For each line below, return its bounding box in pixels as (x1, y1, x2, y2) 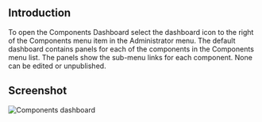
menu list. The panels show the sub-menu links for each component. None (8, 52, 252, 62)
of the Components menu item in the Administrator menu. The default (8, 36, 236, 45)
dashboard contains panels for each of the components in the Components (8, 44, 254, 54)
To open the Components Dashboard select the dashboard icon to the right (8, 27, 254, 36)
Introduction (8, 6, 71, 20)
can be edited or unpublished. (8, 61, 106, 71)
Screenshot (8, 84, 67, 97)
